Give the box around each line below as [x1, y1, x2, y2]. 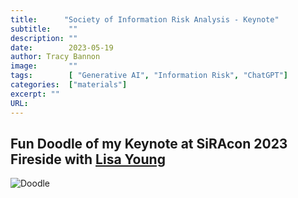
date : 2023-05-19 [10, 42, 114, 53]
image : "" [10, 61, 78, 71]
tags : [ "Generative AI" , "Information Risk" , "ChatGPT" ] [10, 71, 288, 81]
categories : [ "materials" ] [10, 80, 128, 90]
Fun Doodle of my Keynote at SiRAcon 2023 [10, 135, 288, 152]
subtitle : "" [10, 24, 78, 34]
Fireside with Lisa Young [10, 151, 166, 168]
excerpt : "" [10, 89, 60, 99]
